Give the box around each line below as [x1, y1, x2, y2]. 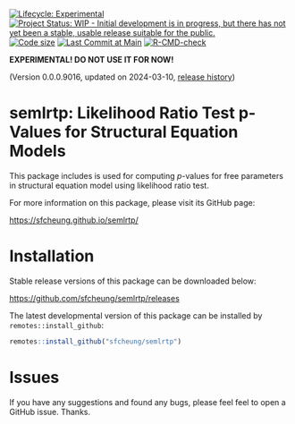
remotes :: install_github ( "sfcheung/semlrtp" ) [9, 336, 181, 346]
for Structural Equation [64, 122, 239, 142]
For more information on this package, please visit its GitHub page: [9, 197, 256, 208]
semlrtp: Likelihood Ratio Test [9, 103, 235, 123]
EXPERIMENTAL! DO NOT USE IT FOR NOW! [9, 55, 174, 64]
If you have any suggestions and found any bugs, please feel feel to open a [9, 396, 286, 407]
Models [9, 141, 66, 161]
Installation [9, 246, 95, 267]
